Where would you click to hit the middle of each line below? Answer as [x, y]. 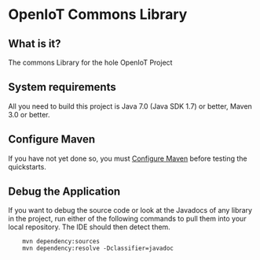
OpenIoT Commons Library [98, 15]
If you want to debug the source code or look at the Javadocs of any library [130, 210]
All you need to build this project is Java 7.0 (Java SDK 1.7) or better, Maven [130, 106]
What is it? [35, 44]
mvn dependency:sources [61, 242]
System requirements [62, 87]
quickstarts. [27, 166]
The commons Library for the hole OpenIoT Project [90, 62]
